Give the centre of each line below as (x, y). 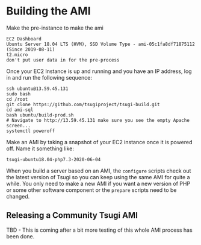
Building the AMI (49, 11)
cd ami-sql (20, 110)
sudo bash (19, 94)
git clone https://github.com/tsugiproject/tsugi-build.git (83, 104)
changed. (18, 196)
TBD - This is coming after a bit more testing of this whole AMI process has (99, 230)
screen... (19, 126)
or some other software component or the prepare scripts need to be (91, 190)
